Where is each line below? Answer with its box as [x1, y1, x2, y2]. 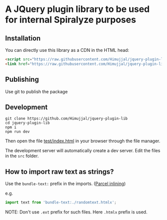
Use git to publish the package [5, 88, 68, 94]
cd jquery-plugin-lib [5, 121, 50, 126]
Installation [5, 34, 41, 42]
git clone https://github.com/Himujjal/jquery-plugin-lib [5, 116, 128, 121]
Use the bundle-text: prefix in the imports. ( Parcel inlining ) [5, 181, 126, 187]
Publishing [5, 75, 39, 84]
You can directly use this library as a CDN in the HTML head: [5, 47, 129, 53]
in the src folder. [5, 153, 39, 159]
